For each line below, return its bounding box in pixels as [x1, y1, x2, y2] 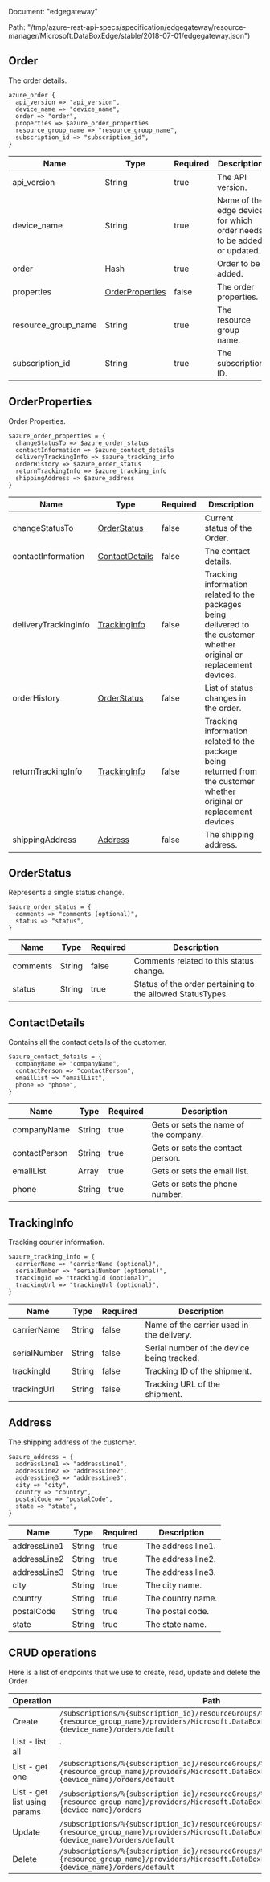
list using [12, 1796, 47, 1807]
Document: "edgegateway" [8, 7, 99, 16]
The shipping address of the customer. [8, 1437, 137, 1447]
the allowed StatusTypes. [133, 988, 229, 1000]
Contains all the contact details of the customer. [8, 1038, 167, 1047]
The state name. [145, 1618, 207, 1629]
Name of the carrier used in [145, 1319, 249, 1330]
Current [204, 512, 234, 524]
